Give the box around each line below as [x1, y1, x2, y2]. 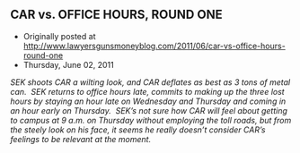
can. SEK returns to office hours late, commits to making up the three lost [10, 86, 286, 97]
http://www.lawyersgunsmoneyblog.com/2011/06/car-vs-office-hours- [22, 40, 286, 51]
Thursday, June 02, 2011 [22, 59, 115, 70]
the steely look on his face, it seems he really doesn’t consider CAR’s [10, 124, 266, 135]
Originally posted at [22, 30, 96, 41]
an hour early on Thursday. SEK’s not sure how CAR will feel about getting [10, 105, 288, 115]
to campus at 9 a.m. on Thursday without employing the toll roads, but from [10, 115, 292, 125]
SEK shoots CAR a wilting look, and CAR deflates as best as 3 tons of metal [10, 76, 291, 88]
